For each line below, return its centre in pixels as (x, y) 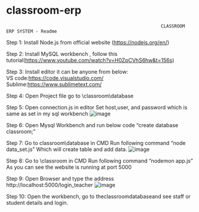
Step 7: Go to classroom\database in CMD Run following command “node (96, 143)
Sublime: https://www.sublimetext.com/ (54, 84)
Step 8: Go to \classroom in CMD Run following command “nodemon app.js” (100, 160)
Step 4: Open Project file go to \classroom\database (70, 96)
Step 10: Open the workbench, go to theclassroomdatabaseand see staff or (98, 196)
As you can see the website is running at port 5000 (69, 167)
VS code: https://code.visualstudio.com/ (55, 78)
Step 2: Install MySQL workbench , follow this (62, 53)
